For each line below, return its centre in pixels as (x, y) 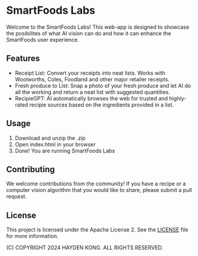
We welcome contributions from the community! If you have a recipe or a (96, 184)
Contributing (31, 169)
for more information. (32, 236)
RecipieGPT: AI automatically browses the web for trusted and (91, 98)
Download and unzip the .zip (50, 138)
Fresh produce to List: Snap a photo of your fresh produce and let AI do (103, 86)
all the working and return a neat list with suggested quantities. (92, 92)
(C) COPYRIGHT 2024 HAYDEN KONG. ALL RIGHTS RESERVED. (85, 248)
